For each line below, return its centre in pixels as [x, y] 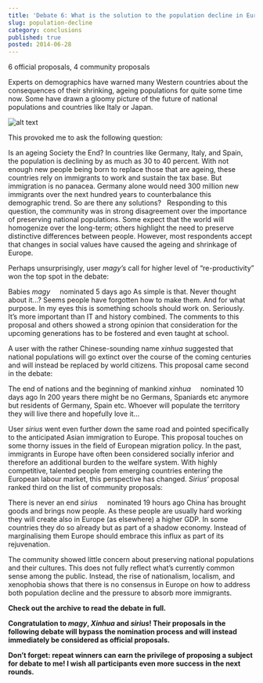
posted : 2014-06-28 [40, 45]
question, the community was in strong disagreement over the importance [128, 211]
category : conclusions [45, 30]
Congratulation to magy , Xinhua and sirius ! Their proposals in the [117, 623]
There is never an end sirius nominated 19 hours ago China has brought [127, 502]
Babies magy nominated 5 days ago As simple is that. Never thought [122, 292]
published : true [34, 37]
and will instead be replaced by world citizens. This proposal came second [128, 365]
